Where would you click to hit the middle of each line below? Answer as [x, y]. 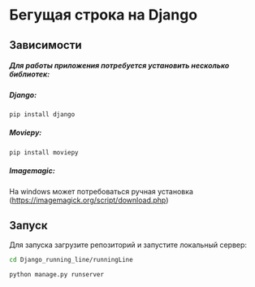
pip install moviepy [44, 152]
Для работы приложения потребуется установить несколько [119, 66]
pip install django [42, 114]
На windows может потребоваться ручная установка [102, 191]
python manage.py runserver [57, 275]
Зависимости [45, 45]
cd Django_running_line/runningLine [71, 260]
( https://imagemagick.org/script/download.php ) [89, 200]
